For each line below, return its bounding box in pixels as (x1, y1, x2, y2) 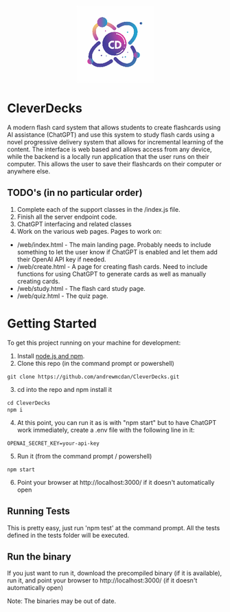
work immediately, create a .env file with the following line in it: (16, 426, 195, 434)
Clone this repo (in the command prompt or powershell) (16, 359, 175, 367)
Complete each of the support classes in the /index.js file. (16, 205, 181, 213)
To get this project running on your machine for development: (7, 338, 181, 347)
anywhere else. (7, 167, 50, 175)
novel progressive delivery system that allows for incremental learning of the (7, 138, 224, 146)
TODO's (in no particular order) (7, 187, 143, 199)
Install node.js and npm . (16, 351, 85, 360)
